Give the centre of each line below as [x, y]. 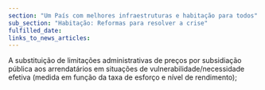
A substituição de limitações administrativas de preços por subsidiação [125, 61]
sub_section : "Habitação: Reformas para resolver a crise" [108, 23]
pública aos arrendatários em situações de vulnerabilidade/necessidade [127, 69]
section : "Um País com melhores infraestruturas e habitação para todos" [133, 16]
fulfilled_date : [35, 30]
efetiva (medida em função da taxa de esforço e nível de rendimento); [123, 77]
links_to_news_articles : [49, 38]
